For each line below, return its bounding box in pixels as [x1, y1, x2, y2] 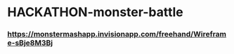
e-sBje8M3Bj [7, 38, 53, 48]
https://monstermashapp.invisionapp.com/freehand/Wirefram [7, 29, 227, 39]
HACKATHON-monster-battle [7, 4, 184, 20]
